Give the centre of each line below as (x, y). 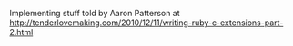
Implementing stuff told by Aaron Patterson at (95, 13)
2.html (21, 32)
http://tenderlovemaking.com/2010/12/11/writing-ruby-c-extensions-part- (146, 23)
